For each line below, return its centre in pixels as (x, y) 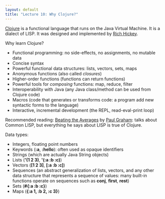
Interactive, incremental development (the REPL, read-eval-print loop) (83, 110)
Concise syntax (28, 63)
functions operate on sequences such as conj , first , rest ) (71, 181)
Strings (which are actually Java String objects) (60, 154)
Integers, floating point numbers (45, 144)
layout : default (22, 10)
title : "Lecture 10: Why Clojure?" (42, 14)
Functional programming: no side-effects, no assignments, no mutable (84, 53)
